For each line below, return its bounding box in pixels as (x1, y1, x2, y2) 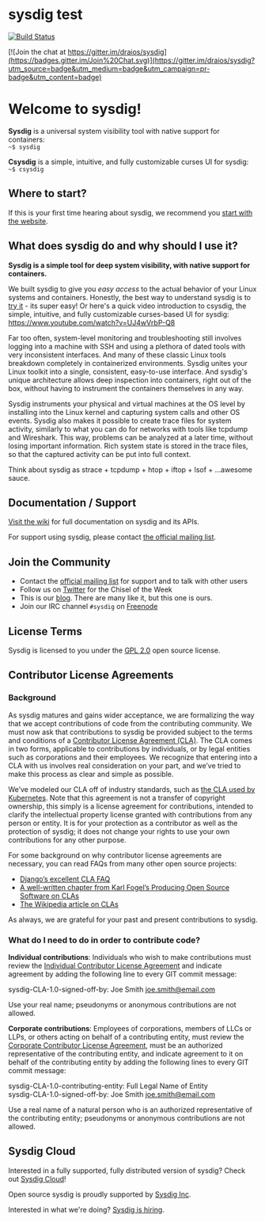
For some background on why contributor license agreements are (8, 850, 222, 860)
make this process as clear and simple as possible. (8, 769, 174, 779)
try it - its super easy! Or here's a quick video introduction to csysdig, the (8, 301, 247, 310)
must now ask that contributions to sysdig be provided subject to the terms (8, 727, 253, 737)
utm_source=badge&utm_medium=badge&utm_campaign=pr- (8, 63, 210, 73)
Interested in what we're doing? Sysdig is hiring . (8, 1205, 165, 1214)
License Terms (8, 624, 83, 638)
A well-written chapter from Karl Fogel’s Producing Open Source (19, 882, 230, 892)
